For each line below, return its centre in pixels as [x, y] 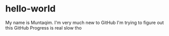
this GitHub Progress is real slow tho [43, 27]
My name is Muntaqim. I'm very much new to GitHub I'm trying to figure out [85, 22]
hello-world [31, 9]
